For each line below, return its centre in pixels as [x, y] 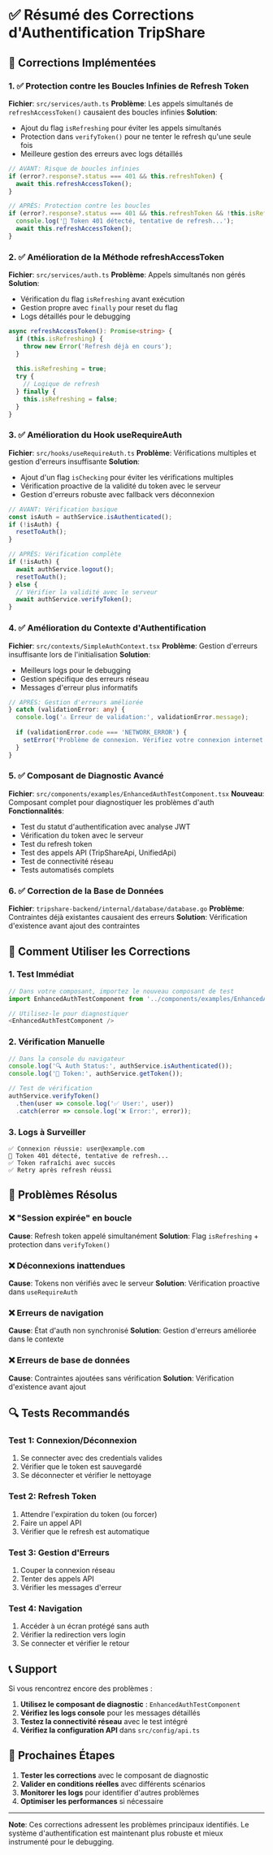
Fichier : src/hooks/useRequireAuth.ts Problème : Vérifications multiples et [132, 453]
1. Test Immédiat [41, 974]
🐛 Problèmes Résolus [63, 1195]
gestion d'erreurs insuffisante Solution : [74, 462]
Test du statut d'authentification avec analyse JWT [105, 826]
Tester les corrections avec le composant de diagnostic [115, 1775]
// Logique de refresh [61, 384]
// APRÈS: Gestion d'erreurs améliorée [76, 702]
